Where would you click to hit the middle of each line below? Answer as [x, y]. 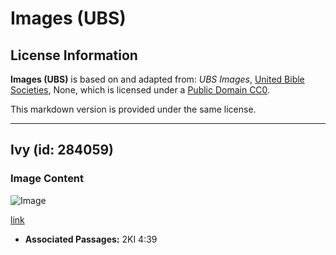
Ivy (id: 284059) [62, 150]
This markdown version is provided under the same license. [133, 109]
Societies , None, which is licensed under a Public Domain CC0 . [140, 90]
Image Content [47, 179]
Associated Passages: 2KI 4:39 [91, 239]
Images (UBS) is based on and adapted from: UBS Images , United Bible [157, 79]
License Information [74, 55]
